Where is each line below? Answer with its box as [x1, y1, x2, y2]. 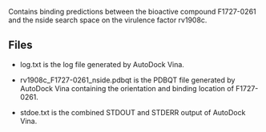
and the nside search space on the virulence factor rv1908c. [8, 15, 208, 25]
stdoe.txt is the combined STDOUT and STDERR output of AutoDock [19, 107, 246, 117]
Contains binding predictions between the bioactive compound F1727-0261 [8, 7, 256, 16]
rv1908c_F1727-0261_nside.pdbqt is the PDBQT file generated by [19, 75, 236, 85]
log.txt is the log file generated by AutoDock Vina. [19, 59, 184, 69]
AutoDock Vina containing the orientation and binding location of [19, 83, 235, 93]
